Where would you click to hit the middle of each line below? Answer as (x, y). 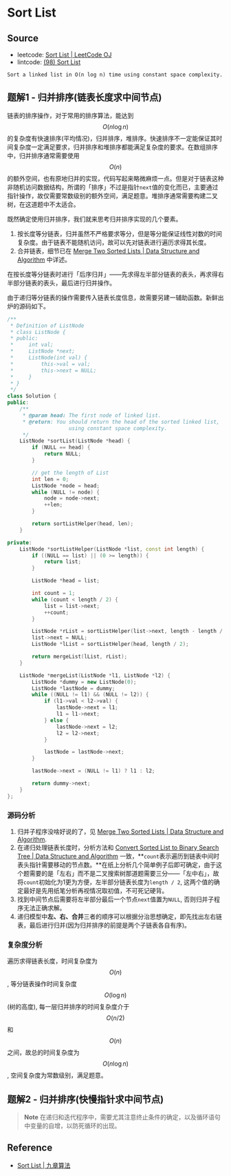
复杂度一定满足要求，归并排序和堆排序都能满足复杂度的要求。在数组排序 (115, 147)
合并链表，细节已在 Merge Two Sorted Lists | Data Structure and (108, 251)
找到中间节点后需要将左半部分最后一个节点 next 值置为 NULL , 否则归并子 (115, 899)
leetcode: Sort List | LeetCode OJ (64, 55)
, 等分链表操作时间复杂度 (42, 984)
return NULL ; (62, 454)
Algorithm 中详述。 (44, 259)
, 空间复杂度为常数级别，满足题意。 (57, 1075)
